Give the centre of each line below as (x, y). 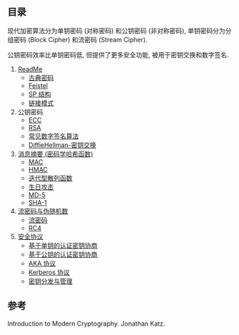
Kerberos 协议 (49, 272)
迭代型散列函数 (50, 178)
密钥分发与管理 (50, 281)
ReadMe (30, 69)
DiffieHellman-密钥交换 (62, 145)
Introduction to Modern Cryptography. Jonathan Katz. (86, 324)
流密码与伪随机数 (43, 211)
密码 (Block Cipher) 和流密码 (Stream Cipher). (80, 39)
